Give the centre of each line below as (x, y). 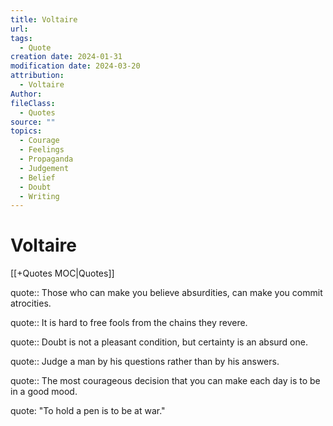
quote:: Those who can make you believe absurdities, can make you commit (166, 293)
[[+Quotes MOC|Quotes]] (62, 273)
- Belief (37, 177)
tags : (21, 38)
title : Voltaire (44, 19)
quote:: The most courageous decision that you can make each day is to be (165, 381)
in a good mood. (44, 392)
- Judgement (44, 168)
